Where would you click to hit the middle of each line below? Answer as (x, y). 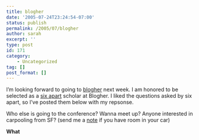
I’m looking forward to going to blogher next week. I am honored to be (92, 89)
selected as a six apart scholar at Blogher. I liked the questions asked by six (99, 96)
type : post (20, 45)
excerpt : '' (21, 39)
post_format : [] (26, 73)
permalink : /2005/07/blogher (42, 28)
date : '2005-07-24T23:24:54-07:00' (50, 17)
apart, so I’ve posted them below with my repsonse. (70, 102)
